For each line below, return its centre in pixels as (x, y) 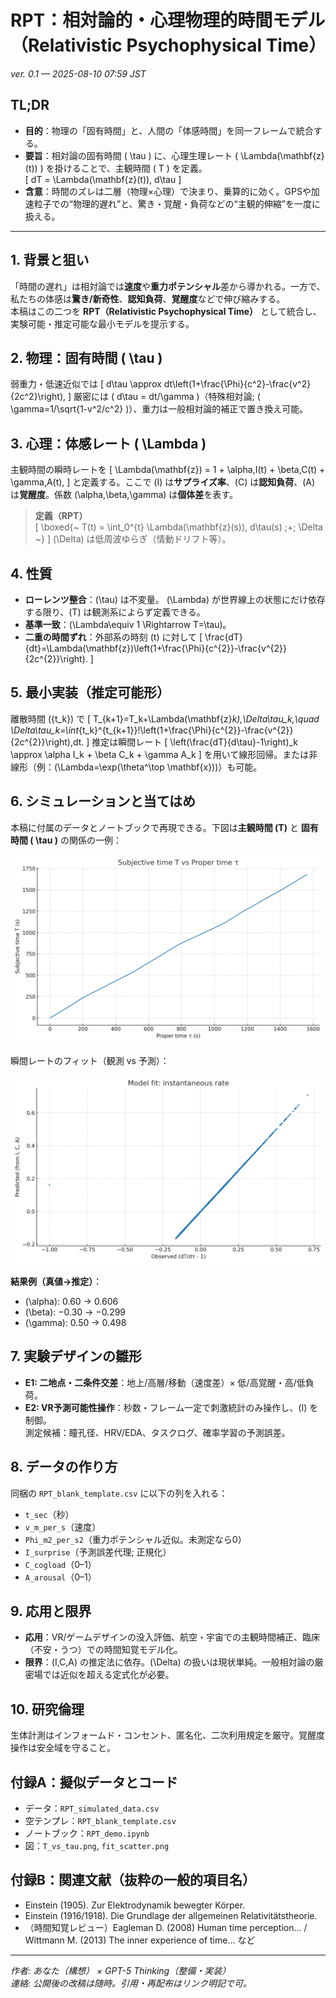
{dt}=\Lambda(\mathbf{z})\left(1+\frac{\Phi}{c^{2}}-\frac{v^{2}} (155, 648)
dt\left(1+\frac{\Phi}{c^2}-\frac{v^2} (237, 384)
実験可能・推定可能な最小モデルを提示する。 (102, 323)
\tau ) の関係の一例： (78, 840)
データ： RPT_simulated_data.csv (92, 1808)
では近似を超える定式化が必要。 (108, 1675)
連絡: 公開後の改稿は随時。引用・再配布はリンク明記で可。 (131, 1983)
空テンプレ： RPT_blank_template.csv (100, 1821)
